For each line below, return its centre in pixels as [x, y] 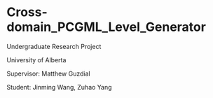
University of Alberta [36, 59]
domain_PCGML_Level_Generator [106, 27]
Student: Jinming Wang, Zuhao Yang [60, 87]
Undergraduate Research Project [54, 46]
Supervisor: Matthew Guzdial [48, 73]
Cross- [27, 12]
